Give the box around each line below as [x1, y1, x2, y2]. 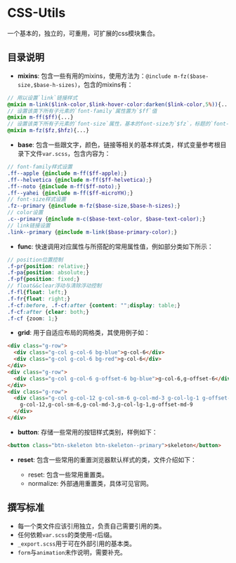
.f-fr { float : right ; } [7, 295, 71, 303]
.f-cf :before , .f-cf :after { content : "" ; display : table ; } [7, 302, 181, 309]
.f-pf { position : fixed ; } [7, 276, 80, 283]
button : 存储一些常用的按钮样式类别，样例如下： [17, 428, 158, 436]
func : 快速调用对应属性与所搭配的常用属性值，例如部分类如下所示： [17, 242, 214, 251]
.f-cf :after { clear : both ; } [7, 308, 90, 315]
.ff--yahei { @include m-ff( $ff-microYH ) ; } [7, 190, 133, 197]
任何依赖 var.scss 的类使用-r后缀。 [17, 530, 116, 538]
